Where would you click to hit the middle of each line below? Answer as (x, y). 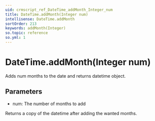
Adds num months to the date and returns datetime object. (65, 76)
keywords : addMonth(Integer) (35, 28)
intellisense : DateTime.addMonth (40, 19)
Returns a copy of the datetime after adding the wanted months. (71, 113)
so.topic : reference (27, 33)
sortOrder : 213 (21, 24)
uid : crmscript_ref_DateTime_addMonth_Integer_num (59, 10)
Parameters (24, 92)
